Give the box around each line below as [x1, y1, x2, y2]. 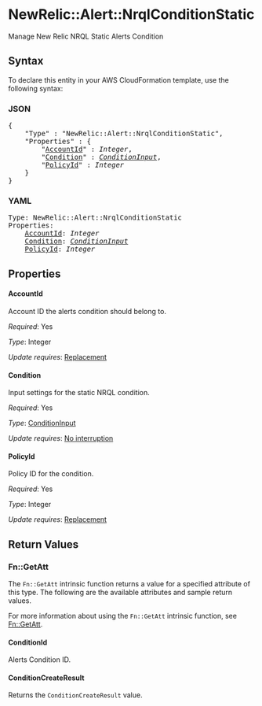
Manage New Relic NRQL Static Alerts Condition [8, 31, 164, 41]
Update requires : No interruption [8, 434, 114, 443]
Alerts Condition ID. [8, 655, 71, 664]
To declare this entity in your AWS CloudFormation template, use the [8, 75, 229, 84]
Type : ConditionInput [8, 419, 76, 428]
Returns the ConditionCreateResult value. [8, 690, 143, 700]
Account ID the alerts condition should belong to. [8, 306, 167, 316]
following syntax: [8, 83, 64, 93]
